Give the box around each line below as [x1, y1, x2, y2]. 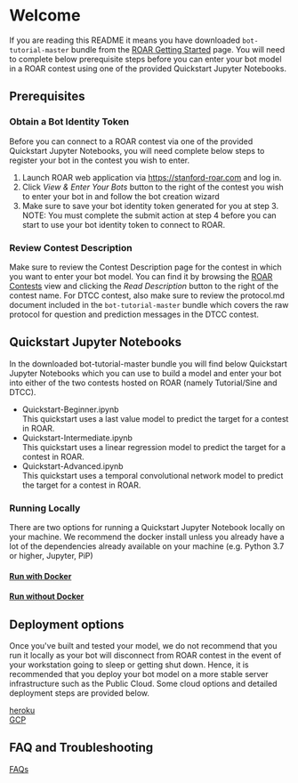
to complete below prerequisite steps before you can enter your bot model [9, 53, 282, 64]
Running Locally [9, 502, 81, 514]
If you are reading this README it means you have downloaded [9, 35, 241, 45]
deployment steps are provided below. [9, 688, 149, 698]
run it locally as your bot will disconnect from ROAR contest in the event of [9, 650, 282, 661]
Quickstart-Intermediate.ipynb [21, 432, 133, 443]
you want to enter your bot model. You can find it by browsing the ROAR [9, 270, 273, 281]
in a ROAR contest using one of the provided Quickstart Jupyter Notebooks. [9, 63, 287, 74]
